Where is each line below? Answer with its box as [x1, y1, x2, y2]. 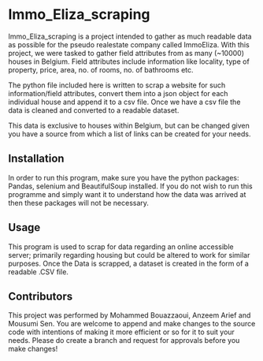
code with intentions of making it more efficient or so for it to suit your [8, 327, 235, 337]
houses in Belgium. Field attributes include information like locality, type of [8, 57, 250, 66]
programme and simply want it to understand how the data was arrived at [8, 189, 246, 199]
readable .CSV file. [8, 266, 69, 277]
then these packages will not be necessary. [8, 198, 150, 207]
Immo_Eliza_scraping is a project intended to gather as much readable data [8, 32, 252, 41]
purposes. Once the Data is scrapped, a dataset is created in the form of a [8, 259, 250, 268]
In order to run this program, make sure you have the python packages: [8, 173, 239, 182]
